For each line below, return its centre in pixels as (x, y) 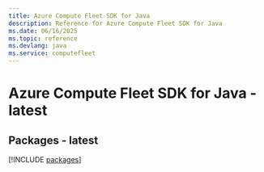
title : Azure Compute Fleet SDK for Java (79, 16)
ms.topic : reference (43, 38)
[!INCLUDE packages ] (45, 159)
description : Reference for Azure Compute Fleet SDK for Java (115, 23)
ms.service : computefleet (52, 53)
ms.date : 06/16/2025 (43, 31)
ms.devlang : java (38, 46)
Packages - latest (53, 140)
